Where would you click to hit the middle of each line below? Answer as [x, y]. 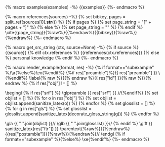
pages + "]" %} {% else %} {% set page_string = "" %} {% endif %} [74, 27]
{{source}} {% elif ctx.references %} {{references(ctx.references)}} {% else [82, 52]
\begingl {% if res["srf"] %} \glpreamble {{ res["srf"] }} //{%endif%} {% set [82, 93]
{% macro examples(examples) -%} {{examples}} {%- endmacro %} [75, 7]
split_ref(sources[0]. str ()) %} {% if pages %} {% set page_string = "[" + [78, 22]
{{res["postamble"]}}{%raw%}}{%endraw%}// [52, 134]
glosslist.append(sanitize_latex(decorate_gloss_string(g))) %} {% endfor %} [82, 114]
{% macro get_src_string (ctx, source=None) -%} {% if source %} [72, 47]
